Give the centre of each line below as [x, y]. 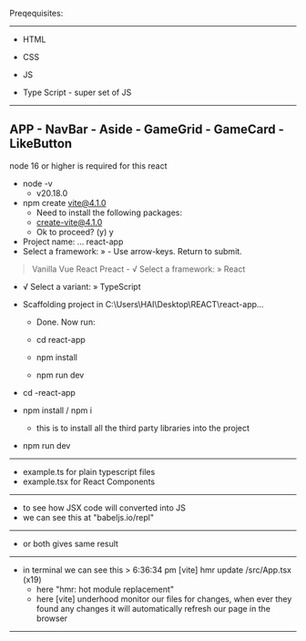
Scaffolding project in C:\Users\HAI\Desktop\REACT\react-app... [143, 304]
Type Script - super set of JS [77, 92]
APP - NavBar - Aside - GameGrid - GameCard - [147, 130]
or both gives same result [70, 543]
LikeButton [41, 144]
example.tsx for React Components [89, 481]
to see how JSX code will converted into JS [104, 507]
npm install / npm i [57, 410]
